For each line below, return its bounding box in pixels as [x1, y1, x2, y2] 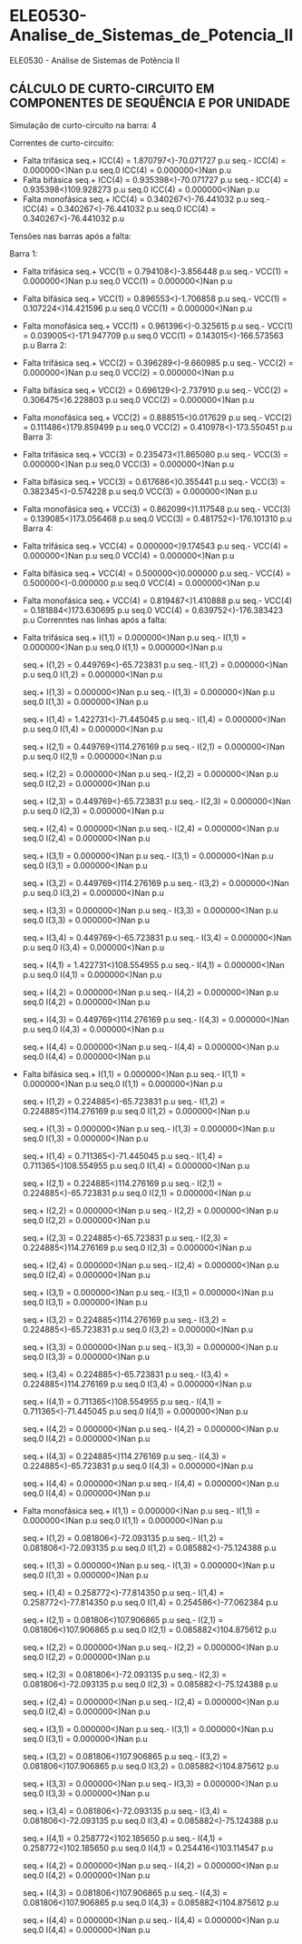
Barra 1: [9, 247, 38, 259]
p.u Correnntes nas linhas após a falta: [22, 614, 168, 625]
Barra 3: [22, 431, 54, 442]
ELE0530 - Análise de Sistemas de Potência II [9, 55, 180, 65]
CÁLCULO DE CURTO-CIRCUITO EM [9, 81, 215, 96]
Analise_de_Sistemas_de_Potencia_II [9, 25, 294, 45]
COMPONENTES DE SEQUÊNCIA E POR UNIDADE [9, 96, 290, 111]
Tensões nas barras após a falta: [9, 230, 132, 241]
